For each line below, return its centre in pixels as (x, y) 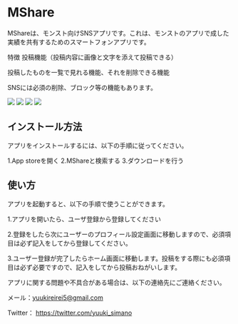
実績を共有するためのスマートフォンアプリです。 (79, 42)
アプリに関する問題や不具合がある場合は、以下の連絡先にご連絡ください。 (117, 282)
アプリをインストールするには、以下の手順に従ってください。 (98, 145)
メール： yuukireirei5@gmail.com (55, 298)
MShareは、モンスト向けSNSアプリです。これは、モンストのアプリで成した (118, 33)
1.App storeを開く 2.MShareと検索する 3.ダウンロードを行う (95, 161)
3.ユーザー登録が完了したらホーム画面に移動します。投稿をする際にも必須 (116, 258)
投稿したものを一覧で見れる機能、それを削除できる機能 (88, 72)
